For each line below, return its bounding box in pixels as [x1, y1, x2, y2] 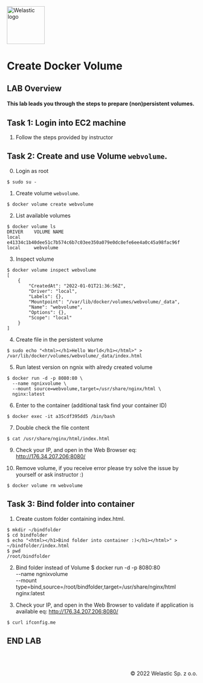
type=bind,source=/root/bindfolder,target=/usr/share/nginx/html [15, 583, 176, 590]
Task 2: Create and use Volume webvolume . [7, 151, 168, 162]
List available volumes [15, 212, 71, 219]
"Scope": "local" [28, 315, 72, 321]
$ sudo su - [7, 178, 37, 185]
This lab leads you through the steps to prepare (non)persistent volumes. [7, 100, 195, 108]
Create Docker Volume [7, 59, 123, 73]
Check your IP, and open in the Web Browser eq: [15, 446, 137, 453]
